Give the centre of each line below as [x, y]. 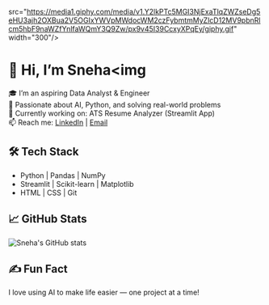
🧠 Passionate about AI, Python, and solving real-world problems [115, 104]
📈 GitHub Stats [48, 219]
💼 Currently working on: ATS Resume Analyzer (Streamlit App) [112, 113]
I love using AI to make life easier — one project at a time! [104, 292]
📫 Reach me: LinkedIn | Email [58, 122]
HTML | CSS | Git [48, 193]
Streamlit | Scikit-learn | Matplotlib [77, 184]
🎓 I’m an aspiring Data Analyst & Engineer [79, 93]
